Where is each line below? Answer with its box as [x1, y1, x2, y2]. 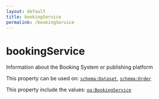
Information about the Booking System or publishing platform [6, 63, 153, 70]
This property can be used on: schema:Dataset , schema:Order [6, 75, 151, 82]
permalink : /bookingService [6, 19, 75, 25]
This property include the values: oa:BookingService [6, 86, 132, 93]
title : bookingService [6, 14, 61, 20]
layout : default [6, 8, 46, 15]
